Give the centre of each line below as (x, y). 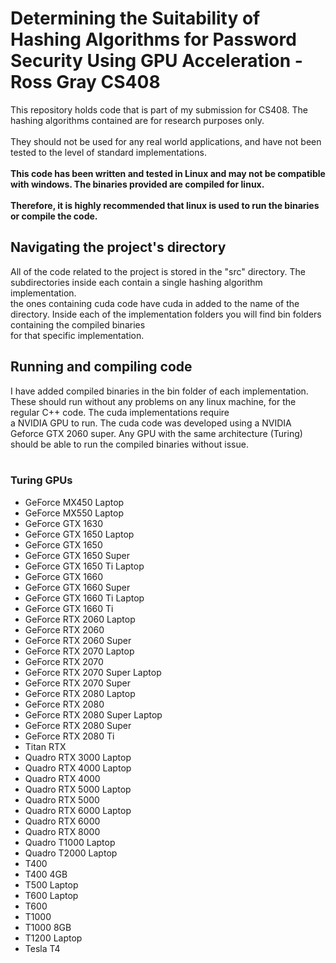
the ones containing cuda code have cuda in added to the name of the (155, 303)
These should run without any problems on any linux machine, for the (153, 401)
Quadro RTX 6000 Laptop (78, 810)
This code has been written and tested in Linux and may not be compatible (168, 173)
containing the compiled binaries (78, 324)
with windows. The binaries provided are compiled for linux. (137, 184)
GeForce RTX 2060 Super (78, 640)
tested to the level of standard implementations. (108, 152)
